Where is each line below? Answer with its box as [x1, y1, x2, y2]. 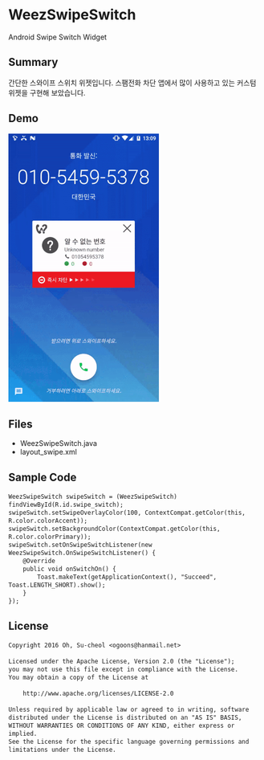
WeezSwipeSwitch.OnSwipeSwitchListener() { [8, 549, 156, 558]
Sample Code [8, 470, 77, 484]
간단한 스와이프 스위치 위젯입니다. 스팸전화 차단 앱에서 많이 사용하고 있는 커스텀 [8, 78, 257, 88]
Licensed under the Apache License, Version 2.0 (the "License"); [8, 657, 235, 665]
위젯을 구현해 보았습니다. [8, 88, 86, 97]
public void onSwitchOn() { [22, 565, 116, 574]
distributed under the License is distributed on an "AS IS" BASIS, [8, 713, 242, 721]
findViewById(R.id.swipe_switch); [8, 501, 124, 509]
